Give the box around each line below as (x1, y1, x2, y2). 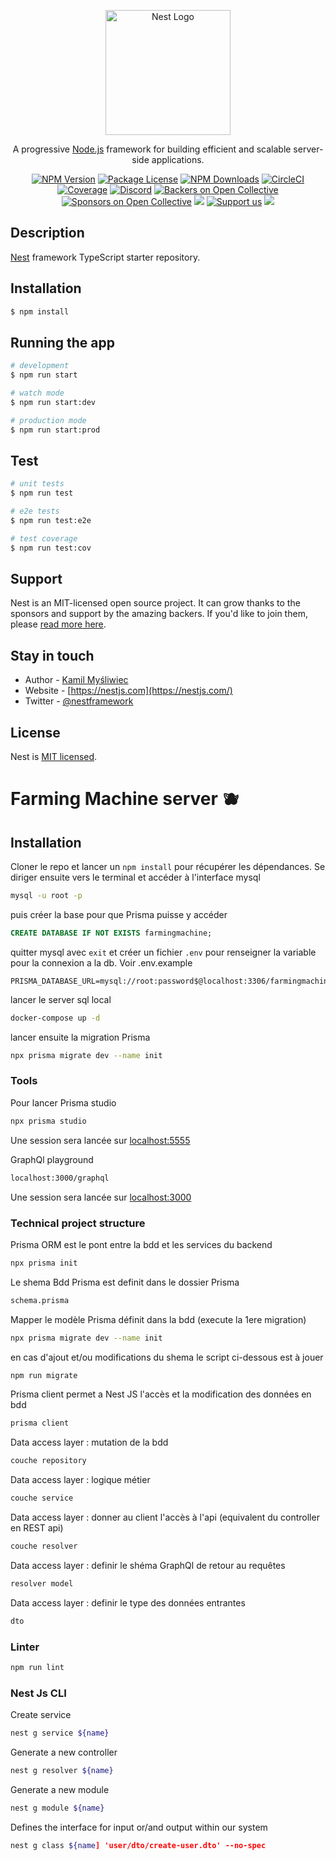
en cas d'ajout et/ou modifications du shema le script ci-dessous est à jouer (10, 1351, 324, 1363)
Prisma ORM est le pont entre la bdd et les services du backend (10, 1238, 273, 1250)
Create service (10, 1709, 72, 1721)
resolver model (10, 1578, 74, 1589)
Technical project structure (10, 1216, 146, 1230)
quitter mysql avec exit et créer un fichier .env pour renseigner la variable (10, 946, 317, 958)
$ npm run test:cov (10, 543, 92, 553)
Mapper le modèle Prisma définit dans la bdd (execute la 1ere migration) (10, 1313, 307, 1325)
